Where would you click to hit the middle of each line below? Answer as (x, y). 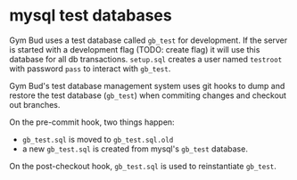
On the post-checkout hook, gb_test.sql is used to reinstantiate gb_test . (143, 166)
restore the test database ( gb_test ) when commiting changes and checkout (148, 95)
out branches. (35, 104)
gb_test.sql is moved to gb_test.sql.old (98, 139)
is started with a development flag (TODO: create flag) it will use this (135, 49)
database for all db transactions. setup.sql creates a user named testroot (146, 59)
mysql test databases (91, 16)
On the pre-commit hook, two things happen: (92, 122)
